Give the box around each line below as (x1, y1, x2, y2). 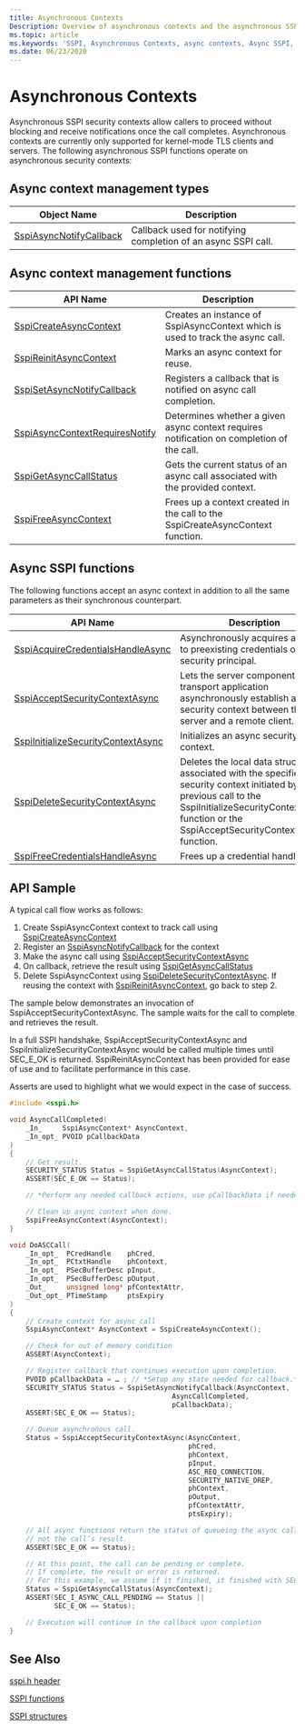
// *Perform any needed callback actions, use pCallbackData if (25, 1191, 274, 1200)
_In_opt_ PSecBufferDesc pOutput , (25, 1275, 161, 1284)
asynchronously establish (180, 692, 289, 705)
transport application (180, 680, 270, 693)
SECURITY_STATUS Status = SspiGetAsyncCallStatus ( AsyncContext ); (25, 1165, 279, 1175)
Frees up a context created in (164, 495, 290, 508)
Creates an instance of (164, 308, 261, 321)
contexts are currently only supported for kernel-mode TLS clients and (9, 135, 274, 146)
